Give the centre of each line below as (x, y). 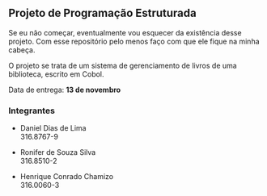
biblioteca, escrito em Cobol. (56, 74)
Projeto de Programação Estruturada (102, 13)
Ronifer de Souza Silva (58, 152)
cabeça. (22, 50)
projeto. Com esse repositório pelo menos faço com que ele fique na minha (134, 41)
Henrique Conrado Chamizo (67, 177)
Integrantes (32, 111)
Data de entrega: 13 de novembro (65, 90)
